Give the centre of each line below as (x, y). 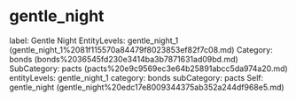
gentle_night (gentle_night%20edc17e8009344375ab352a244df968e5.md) (147, 87)
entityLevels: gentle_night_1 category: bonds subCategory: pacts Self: (136, 77)
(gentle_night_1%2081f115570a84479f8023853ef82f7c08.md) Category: (141, 49)
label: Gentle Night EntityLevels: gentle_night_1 (94, 40)
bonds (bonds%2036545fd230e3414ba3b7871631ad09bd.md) (124, 59)
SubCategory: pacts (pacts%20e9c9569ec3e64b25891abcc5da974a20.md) (148, 69)
